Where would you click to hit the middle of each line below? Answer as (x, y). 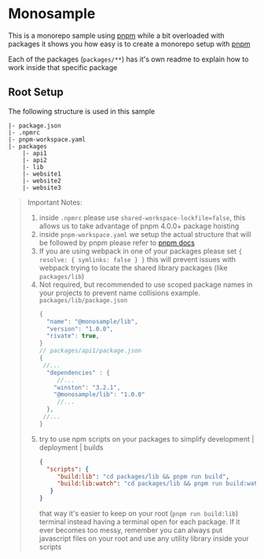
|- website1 (42, 174)
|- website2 (42, 181)
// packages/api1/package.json (90, 351)
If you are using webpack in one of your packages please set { (141, 251)
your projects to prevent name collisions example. (119, 293)
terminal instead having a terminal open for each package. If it (139, 522)
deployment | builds (71, 447)
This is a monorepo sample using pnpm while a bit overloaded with (117, 35)
